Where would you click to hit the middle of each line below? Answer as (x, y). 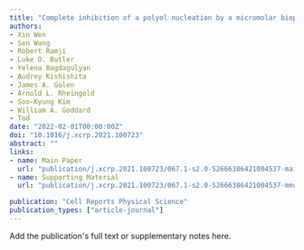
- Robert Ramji (38, 51)
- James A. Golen (42, 85)
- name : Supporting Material (64, 177)
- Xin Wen (28, 34)
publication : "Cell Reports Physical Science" (99, 202)
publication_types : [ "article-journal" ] (87, 210)
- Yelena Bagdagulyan (50, 69)
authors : (26, 26)
